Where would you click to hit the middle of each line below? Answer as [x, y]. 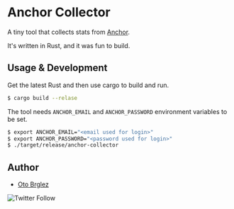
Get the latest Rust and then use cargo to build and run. [88, 85]
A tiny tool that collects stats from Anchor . [68, 32]
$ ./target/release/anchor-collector [63, 145]
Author [23, 167]
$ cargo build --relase [43, 98]
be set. [17, 119]
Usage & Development [57, 68]
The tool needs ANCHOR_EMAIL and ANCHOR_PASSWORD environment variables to [117, 111]
